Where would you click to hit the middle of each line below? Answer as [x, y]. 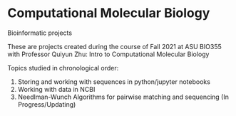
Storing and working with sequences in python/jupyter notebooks [114, 81]
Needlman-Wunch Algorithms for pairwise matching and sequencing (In [123, 97]
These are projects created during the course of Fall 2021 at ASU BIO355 [115, 46]
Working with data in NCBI [56, 89]
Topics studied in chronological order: [63, 68]
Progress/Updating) [47, 104]
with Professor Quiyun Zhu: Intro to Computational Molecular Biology [108, 54]
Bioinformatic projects [40, 33]
